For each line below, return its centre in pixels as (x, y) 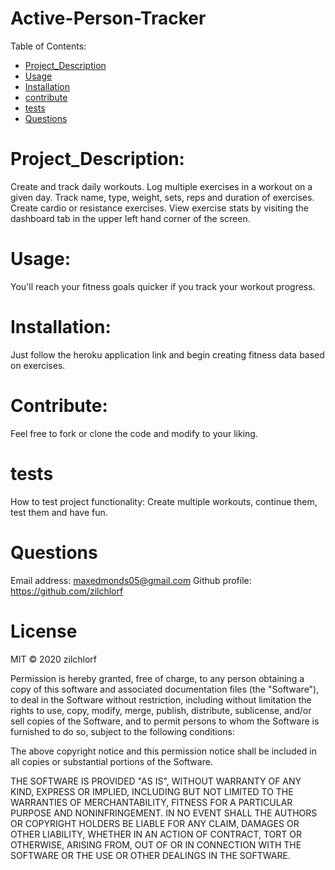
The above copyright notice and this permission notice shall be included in (163, 751)
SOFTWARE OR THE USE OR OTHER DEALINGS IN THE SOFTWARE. (150, 855)
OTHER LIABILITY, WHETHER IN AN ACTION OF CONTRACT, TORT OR (156, 834)
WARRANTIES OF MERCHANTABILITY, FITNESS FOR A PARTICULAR (151, 802)
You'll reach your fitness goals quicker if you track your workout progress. (163, 286)
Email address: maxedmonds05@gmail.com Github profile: (131, 580)
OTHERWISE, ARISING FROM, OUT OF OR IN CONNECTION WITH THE (156, 844)
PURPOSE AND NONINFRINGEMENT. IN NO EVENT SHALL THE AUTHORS (164, 813)
